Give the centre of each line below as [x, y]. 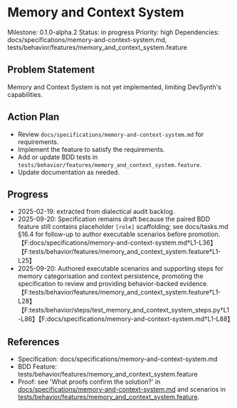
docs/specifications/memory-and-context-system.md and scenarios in [122, 389]
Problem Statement [51, 70]
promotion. [204, 234]
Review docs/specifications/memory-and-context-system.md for [111, 134]
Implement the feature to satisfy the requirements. [91, 149]
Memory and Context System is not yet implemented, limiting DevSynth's [115, 87]
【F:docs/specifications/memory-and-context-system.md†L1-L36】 [117, 243]
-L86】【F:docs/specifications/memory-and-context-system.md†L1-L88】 [126, 319]
